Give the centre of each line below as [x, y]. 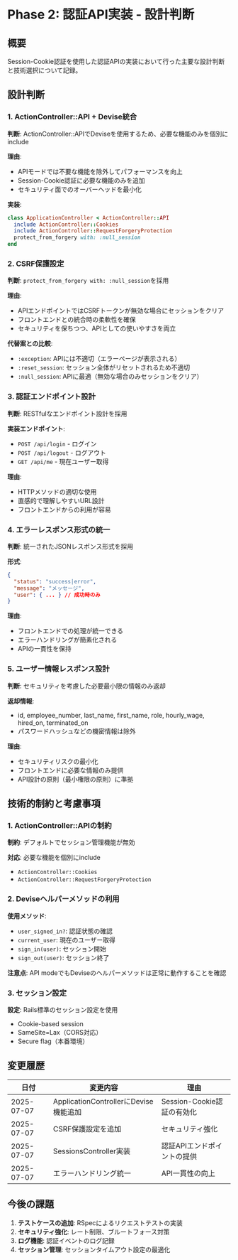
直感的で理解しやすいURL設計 [61, 500]
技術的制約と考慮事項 [54, 804]
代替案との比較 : [30, 344]
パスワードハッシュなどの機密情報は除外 [76, 731]
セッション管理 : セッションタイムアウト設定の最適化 [94, 1249]
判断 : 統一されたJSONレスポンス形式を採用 [70, 546]
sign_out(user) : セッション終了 [63, 957]
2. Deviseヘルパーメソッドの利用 [63, 899]
